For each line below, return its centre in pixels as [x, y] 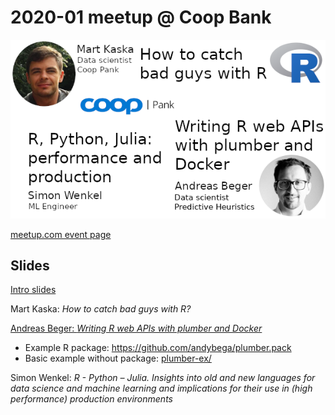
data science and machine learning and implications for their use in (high [161, 388]
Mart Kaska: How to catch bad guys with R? [101, 309]
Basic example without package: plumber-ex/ [118, 358]
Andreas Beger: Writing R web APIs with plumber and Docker [136, 328]
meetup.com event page [61, 234]
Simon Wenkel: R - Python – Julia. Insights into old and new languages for [163, 378]
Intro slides [33, 290]
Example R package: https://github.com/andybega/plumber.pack [158, 348]
